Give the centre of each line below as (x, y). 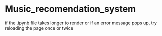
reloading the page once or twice (39, 28)
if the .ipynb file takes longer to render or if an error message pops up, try (81, 23)
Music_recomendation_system (70, 9)
